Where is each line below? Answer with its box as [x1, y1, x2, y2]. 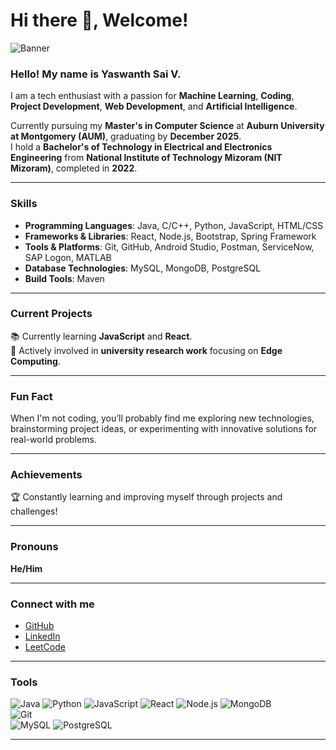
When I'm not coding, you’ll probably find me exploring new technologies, [10, 412, 315, 424]
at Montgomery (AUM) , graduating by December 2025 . [10, 130, 242, 143]
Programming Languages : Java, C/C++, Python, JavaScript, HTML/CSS [24, 219, 324, 231]
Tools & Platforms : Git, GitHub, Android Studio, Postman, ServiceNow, [24, 240, 315, 253]
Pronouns [10, 540, 59, 554]
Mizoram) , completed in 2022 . [10, 162, 138, 174]
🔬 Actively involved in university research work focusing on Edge [10, 344, 283, 356]
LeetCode [24, 641, 66, 653]
